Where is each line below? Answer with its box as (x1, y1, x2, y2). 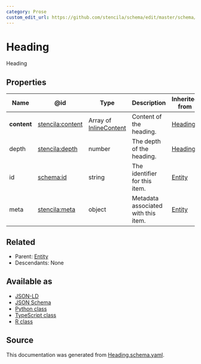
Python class (14, 305, 47, 312)
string (89, 173, 105, 181)
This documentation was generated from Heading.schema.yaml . (6, 351, 165, 358)
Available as (6, 277, 53, 287)
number (89, 145, 111, 153)
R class (14, 318, 33, 325)
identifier (132, 169, 157, 178)
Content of (132, 113, 162, 121)
